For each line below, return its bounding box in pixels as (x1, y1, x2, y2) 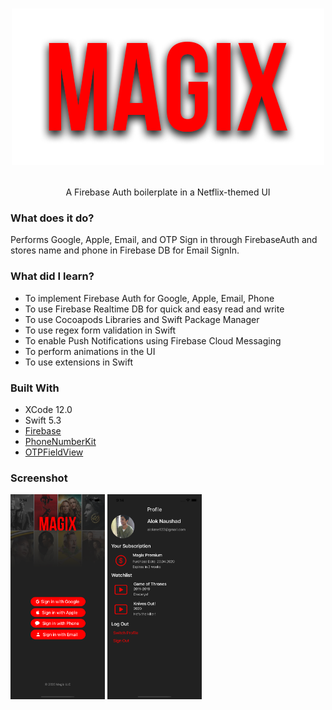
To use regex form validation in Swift (24, 324, 177, 336)
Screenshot (10, 471, 68, 485)
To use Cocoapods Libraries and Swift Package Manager (24, 313, 260, 325)
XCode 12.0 (24, 404, 73, 416)
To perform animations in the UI (24, 345, 156, 357)
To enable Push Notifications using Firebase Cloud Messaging (24, 334, 282, 347)
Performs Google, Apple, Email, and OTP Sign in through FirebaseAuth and (10, 234, 318, 246)
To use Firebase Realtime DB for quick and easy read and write (24, 303, 285, 315)
